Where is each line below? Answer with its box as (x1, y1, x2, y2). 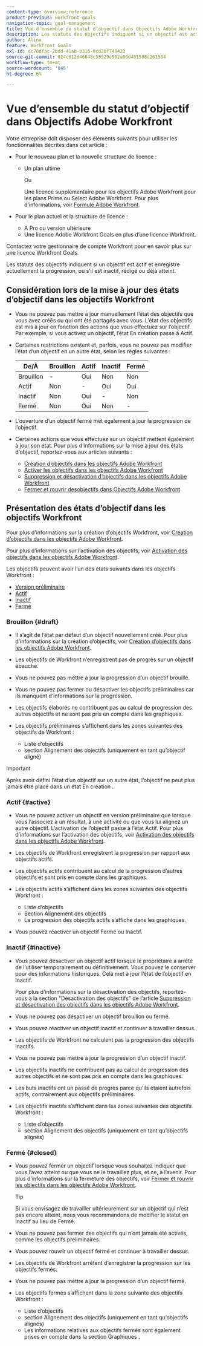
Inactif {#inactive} (6, 943, 61, 952)
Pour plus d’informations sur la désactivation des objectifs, (14, 988, 161, 995)
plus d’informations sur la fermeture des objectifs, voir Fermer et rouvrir (14, 1175, 194, 1182)
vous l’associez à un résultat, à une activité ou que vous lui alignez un (14, 818, 188, 826)
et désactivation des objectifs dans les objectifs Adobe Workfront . (14, 1001, 180, 1008)
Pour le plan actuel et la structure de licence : (14, 213, 128, 220)
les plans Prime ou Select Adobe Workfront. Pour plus (24, 195, 158, 202)
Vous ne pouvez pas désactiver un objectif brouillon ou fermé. (14, 1013, 170, 1020)
